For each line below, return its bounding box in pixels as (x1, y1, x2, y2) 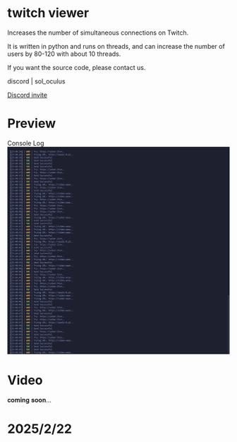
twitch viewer (7, 5, 90, 21)
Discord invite (7, 91, 48, 99)
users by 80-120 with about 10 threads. (7, 50, 121, 58)
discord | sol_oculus (7, 76, 66, 86)
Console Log (7, 139, 44, 147)
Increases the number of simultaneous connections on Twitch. (7, 28, 189, 37)
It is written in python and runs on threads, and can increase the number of (7, 42, 226, 50)
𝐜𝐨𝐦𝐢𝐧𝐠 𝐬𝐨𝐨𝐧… (7, 395, 51, 404)
